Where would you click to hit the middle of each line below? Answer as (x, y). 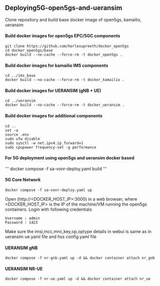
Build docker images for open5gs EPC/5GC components (63, 36)
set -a (12, 130)
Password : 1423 (21, 222)
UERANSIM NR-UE (24, 269)
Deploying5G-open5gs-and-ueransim (64, 8)
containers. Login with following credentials (48, 209)
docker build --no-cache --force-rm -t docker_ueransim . (65, 105)
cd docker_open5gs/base (29, 50)
